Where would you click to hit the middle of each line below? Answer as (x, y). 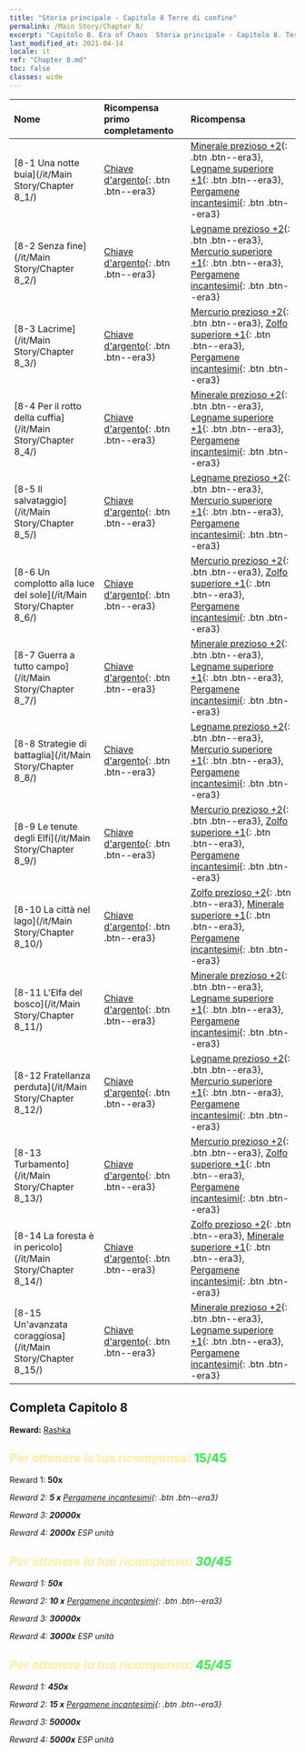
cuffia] (51, 417)
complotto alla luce (54, 583)
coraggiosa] (40, 1336)
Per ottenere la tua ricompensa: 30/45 (120, 1562)
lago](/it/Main (43, 921)
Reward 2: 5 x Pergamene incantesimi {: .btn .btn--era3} (114, 1497)
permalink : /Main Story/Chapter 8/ (77, 26)
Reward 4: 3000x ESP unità (62, 1637)
